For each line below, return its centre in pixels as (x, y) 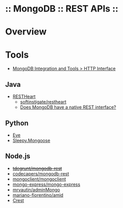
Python (17, 123)
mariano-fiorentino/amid (38, 195)
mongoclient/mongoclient (39, 179)
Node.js (18, 156)
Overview (26, 32)
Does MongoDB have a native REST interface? (68, 107)
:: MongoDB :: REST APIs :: (62, 9)
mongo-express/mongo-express (46, 184)
